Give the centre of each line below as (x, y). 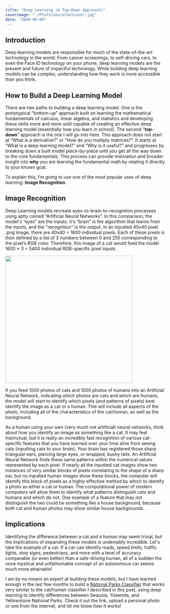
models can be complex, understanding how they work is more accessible (83, 74)
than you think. (21, 79)
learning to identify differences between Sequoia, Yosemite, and (72, 595)
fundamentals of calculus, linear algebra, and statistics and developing (79, 118)
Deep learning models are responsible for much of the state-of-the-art (79, 52)
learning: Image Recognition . (36, 182)
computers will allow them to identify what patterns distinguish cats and (80, 492)
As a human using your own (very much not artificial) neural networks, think (84, 427)
